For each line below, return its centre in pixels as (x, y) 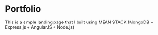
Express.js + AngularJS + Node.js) (40, 27)
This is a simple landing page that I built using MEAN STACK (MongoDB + (79, 22)
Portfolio (23, 9)
